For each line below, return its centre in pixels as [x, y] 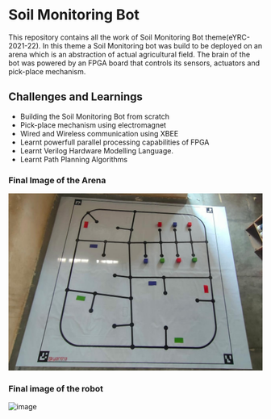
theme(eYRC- [227, 37]
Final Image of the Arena [57, 180]
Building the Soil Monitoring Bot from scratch [95, 116]
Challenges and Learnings [76, 97]
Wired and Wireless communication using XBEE [99, 133]
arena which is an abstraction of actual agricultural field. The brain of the [129, 54]
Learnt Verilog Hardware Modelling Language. [96, 150]
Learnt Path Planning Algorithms [74, 159]
